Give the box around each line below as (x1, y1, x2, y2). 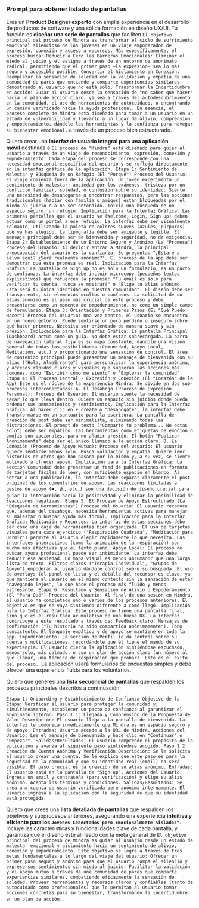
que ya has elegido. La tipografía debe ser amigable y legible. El (6, 229, 180, 235)
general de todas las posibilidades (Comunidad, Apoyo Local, (6, 344, 164, 350)
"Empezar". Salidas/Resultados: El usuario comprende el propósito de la (6, 738, 194, 744)
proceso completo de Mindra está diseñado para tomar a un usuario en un (6, 111, 194, 117)
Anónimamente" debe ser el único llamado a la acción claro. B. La (6, 438, 178, 444)
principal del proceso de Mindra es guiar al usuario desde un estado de (6, 837, 194, 844)
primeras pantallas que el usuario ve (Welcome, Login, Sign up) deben (6, 213, 188, 219)
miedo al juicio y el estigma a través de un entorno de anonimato (6, 59, 178, 65)
